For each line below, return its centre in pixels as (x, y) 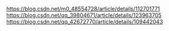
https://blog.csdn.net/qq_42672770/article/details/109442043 (85, 22)
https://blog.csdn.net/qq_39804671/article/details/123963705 (84, 15)
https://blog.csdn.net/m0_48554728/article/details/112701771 (83, 9)
